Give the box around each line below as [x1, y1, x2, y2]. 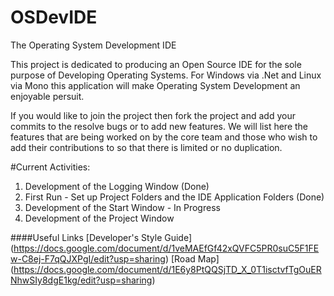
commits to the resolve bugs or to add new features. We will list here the [10, 120, 308, 132]
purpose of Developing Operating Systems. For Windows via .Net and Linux [10, 69, 322, 81]
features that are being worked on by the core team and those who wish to [10, 131, 318, 143]
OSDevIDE [10, 6, 98, 29]
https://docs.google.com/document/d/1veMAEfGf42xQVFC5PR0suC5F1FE [13, 242, 320, 254]
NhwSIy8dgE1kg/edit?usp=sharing [10, 274, 153, 286]
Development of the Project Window [24, 212, 175, 224]
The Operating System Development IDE [10, 39, 177, 51]
